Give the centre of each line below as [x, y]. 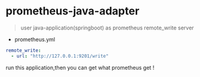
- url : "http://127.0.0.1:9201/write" [60, 56]
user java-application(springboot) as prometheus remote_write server [107, 28]
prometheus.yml [35, 39]
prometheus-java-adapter [73, 11]
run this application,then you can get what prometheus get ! [80, 67]
